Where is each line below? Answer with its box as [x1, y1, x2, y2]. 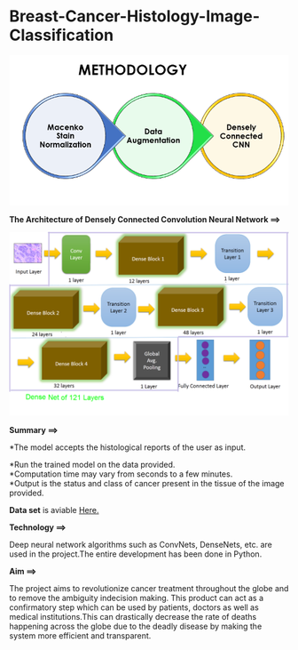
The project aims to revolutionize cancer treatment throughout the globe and [9, 583, 289, 594]
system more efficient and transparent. [9, 630, 152, 641]
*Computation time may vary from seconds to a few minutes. [9, 469, 233, 479]
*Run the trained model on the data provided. [9, 460, 176, 470]
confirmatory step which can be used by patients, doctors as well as [9, 602, 259, 613]
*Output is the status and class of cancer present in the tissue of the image [9, 478, 286, 489]
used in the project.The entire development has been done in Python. [9, 549, 263, 559]
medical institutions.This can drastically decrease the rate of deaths [9, 612, 257, 622]
